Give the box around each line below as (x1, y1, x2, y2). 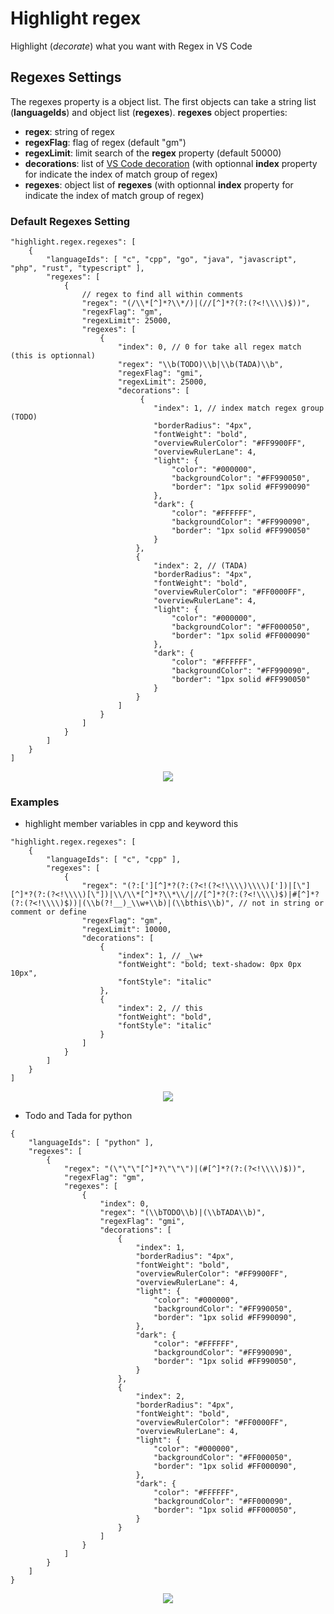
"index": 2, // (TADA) (153, 561, 248, 571)
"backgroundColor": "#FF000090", (153, 1497, 293, 1507)
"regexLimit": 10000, (81, 925, 172, 935)
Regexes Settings (10, 69, 122, 86)
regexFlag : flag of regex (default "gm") (24, 136, 187, 148)
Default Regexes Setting (10, 214, 131, 228)
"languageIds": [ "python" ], (28, 1138, 155, 1148)
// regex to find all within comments (81, 290, 244, 300)
